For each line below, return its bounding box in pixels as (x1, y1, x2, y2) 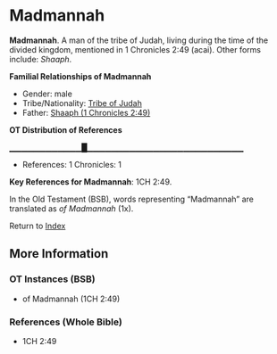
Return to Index (9, 220, 66, 231)
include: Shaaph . (9, 54, 72, 64)
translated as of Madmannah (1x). (9, 202, 134, 214)
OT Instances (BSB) (9, 273, 96, 285)
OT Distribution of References (9, 124, 122, 135)
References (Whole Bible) (9, 316, 122, 328)
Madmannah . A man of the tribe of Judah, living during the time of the (9, 35, 269, 45)
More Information (9, 246, 109, 261)
